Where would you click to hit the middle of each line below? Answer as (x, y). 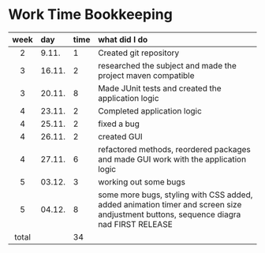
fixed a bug (119, 124)
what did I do (123, 39)
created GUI (121, 136)
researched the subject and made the (167, 65)
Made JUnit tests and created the (160, 88)
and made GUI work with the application (172, 159)
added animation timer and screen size (170, 204)
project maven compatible (146, 75)
